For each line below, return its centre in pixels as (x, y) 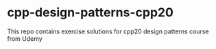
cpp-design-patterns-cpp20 (90, 13)
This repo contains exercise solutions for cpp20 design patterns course (108, 31)
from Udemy (25, 38)
